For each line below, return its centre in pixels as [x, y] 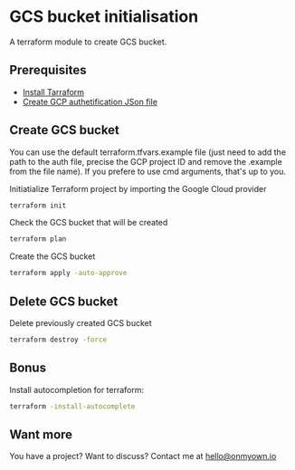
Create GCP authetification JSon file [90, 101]
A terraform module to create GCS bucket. [88, 42]
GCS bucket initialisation [104, 17]
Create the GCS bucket [52, 256]
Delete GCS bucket [64, 301]
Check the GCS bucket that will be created [89, 223]
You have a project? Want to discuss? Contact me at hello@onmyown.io [143, 456]
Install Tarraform [53, 91]
